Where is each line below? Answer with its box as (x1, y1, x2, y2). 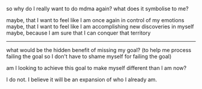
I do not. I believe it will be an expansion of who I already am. (6, 76, 158, 83)
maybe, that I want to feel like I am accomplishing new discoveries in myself (6, 23, 194, 30)
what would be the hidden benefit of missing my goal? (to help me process (6, 47, 191, 53)
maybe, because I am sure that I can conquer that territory (6, 29, 151, 36)
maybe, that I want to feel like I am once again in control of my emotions (6, 17, 185, 23)
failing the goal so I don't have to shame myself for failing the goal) (6, 53, 172, 60)
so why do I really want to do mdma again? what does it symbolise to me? (6, 5, 189, 12)
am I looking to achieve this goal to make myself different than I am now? (6, 65, 187, 71)
